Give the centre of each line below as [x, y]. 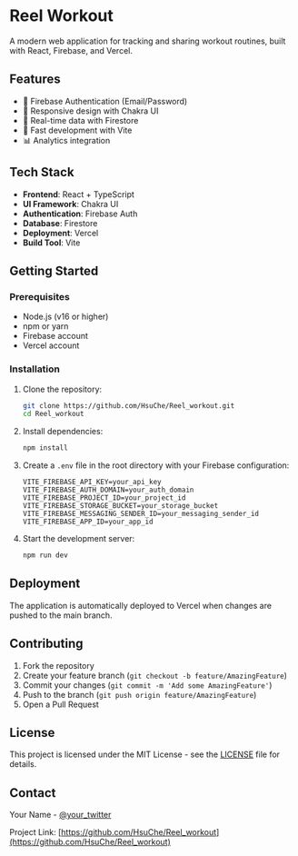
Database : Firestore [60, 223]
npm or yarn [45, 326]
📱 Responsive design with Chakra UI [90, 111]
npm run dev [45, 555]
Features [35, 80]
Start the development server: [79, 539]
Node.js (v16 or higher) [65, 317]
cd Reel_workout [53, 414]
